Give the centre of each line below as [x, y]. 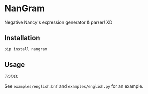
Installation [22, 38]
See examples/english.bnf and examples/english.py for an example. [74, 86]
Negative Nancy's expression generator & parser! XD [59, 22]
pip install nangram [26, 49]
